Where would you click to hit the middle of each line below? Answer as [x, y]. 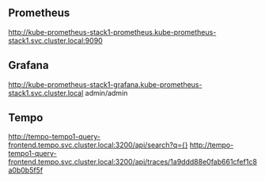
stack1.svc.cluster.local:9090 [55, 40]
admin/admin [106, 93]
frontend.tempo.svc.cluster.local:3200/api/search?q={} [98, 145]
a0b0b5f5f [26, 170]
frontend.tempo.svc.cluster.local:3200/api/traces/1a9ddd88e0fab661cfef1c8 [132, 162]
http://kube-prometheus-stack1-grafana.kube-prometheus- [105, 84]
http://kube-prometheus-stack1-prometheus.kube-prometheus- [112, 32]
